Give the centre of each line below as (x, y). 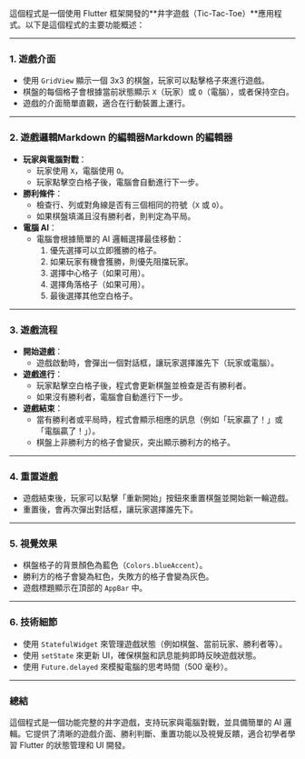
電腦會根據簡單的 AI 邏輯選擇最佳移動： (110, 238)
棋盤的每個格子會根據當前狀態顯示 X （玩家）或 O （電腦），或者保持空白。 (158, 92)
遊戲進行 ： (43, 374)
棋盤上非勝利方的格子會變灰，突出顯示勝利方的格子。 (136, 442)
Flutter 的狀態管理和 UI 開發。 (75, 745)
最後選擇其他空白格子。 (93, 295)
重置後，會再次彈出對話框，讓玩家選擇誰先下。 (110, 509)
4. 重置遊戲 (34, 476)
